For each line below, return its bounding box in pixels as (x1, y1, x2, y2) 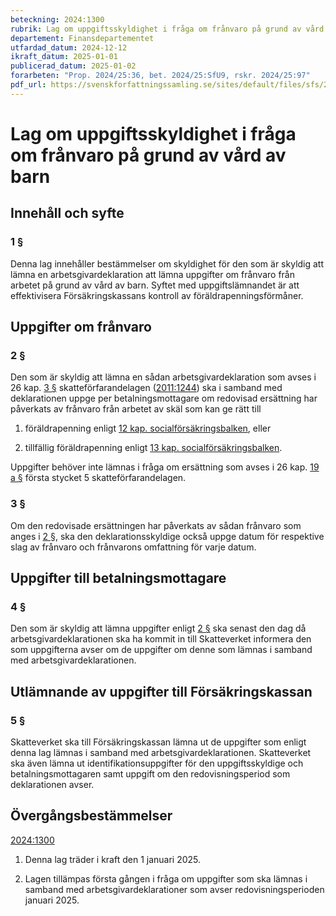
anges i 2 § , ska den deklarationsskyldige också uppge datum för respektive (10, 530, 325, 542)
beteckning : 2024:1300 (10, 14, 105, 25)
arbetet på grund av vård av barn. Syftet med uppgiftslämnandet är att (10, 279, 300, 291)
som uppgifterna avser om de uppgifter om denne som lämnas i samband (10, 644, 313, 656)
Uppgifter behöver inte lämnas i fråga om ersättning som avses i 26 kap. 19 (10, 461, 320, 473)
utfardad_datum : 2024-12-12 (10, 42, 128, 53)
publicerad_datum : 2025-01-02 (10, 61, 137, 71)
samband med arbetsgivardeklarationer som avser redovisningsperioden (24, 883, 325, 895)
